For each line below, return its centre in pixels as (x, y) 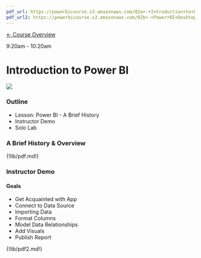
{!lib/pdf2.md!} (25, 249)
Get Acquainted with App (46, 199)
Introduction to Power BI (68, 70)
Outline (17, 102)
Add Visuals (30, 231)
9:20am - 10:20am (29, 46)
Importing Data (33, 212)
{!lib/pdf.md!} (22, 156)
